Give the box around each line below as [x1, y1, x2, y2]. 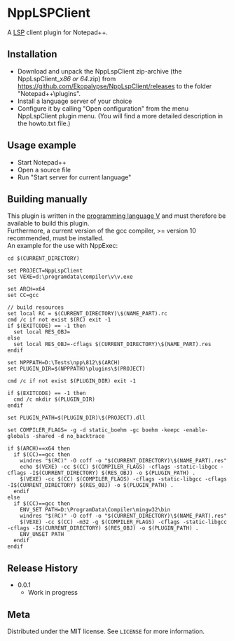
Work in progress [27, 588, 78, 597]
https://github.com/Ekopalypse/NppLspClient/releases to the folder [17, 82, 212, 90]
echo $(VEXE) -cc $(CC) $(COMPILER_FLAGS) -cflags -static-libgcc [20, 464, 218, 471]
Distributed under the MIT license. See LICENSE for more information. [7, 627, 205, 635]
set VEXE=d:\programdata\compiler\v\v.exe [7, 273, 133, 281]
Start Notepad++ [17, 158, 67, 166]
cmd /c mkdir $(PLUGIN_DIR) [13, 396, 96, 404]
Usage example [7, 139, 77, 151]
